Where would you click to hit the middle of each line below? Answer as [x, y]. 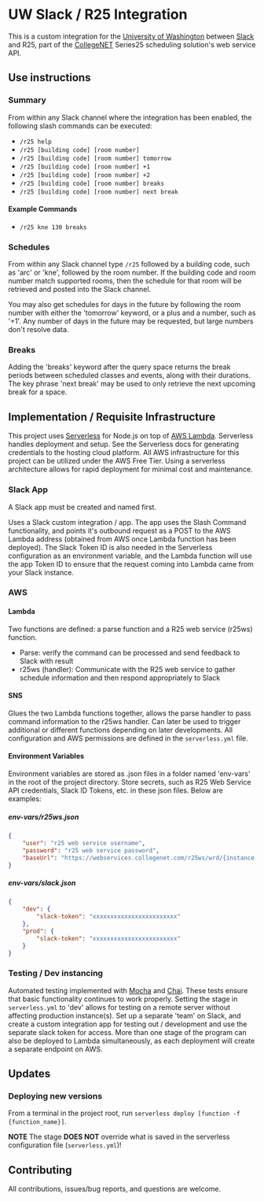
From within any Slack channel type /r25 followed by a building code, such [129, 264]
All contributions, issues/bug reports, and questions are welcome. [115, 1189]
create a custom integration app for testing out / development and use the [128, 1024]
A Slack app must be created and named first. [82, 507]
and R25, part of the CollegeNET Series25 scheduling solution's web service [132, 44]
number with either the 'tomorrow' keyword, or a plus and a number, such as [132, 313]
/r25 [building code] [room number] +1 [85, 167]
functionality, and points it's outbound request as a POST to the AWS [119, 530]
